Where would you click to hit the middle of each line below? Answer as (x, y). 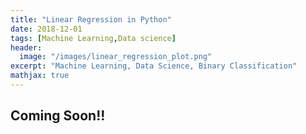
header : (26, 47)
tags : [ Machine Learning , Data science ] (93, 38)
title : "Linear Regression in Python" (91, 19)
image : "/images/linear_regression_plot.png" (116, 57)
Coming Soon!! (58, 116)
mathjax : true (40, 76)
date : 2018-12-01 (46, 29)
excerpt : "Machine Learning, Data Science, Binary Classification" (154, 66)
